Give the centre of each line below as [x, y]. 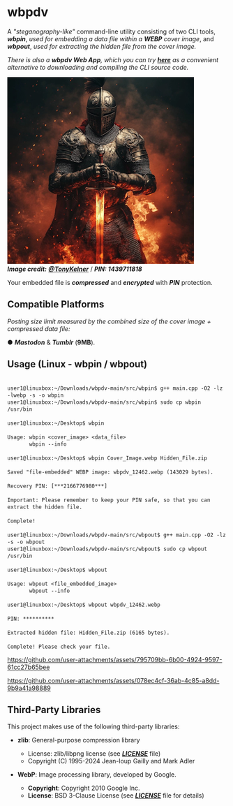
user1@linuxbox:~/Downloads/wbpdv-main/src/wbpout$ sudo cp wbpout [107, 549]
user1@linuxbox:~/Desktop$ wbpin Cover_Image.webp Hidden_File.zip [107, 458]
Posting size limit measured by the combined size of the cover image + [109, 321]
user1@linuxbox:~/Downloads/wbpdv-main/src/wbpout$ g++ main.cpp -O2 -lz [117, 535]
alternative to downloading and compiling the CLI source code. [98, 67]
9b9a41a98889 [29, 688]
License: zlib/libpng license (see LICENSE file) [94, 754]
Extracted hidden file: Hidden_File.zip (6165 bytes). [89, 633]
